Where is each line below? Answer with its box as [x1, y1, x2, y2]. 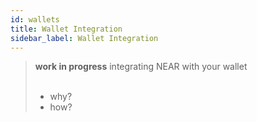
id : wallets [10, 14, 60, 25]
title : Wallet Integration [10, 24, 123, 34]
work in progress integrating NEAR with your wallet [34, 61, 248, 73]
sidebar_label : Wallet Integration [10, 33, 159, 43]
